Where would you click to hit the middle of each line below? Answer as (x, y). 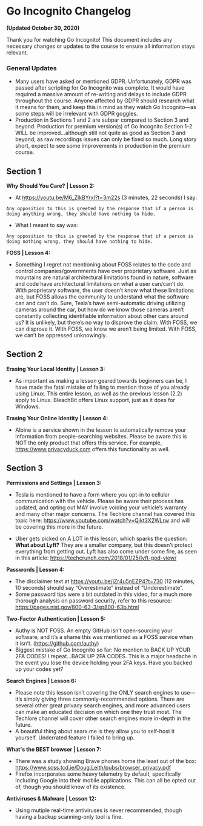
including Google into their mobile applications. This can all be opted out (105, 780)
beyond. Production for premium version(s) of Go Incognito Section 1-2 (104, 127)
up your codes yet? (39, 669)
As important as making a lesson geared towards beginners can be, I (101, 380)
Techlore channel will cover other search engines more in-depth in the (103, 718)
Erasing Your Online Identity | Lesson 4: (57, 418)
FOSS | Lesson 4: (28, 253)
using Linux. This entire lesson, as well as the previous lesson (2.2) (99, 393)
